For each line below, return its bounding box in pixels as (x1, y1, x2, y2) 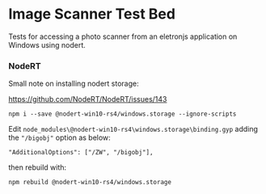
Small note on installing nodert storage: (8, 78, 139, 89)
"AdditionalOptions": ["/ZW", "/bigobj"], (8, 149, 154, 157)
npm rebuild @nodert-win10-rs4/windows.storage (8, 179, 172, 187)
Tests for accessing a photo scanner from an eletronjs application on (8, 32, 238, 41)
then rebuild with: (8, 162, 67, 172)
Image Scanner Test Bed (8, 5, 176, 23)
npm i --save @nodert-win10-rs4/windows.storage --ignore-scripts (8, 110, 237, 118)
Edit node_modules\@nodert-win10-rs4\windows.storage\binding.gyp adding (8, 124, 259, 134)
